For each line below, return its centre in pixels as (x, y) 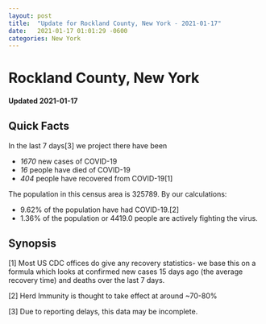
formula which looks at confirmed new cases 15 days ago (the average (126, 272)
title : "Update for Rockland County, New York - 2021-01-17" (115, 23)
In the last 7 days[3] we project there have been (88, 145)
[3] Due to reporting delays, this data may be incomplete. (103, 311)
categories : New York (45, 38)
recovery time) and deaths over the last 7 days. (87, 280)
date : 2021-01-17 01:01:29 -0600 (68, 31)
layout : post (30, 16)
